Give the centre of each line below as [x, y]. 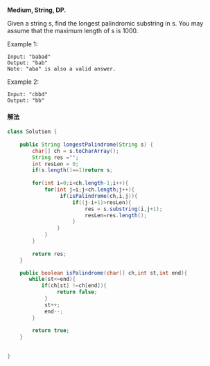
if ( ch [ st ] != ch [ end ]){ [74, 286]
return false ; [77, 292]
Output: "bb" [26, 100]
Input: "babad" [29, 57]
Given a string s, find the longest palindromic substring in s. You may [105, 23]
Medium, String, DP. [37, 10]
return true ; [51, 331]
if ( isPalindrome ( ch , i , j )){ [99, 196]
